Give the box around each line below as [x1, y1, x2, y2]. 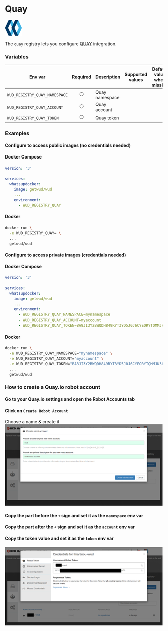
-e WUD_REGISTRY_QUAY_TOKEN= [9, 361, 70, 366]
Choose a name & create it [5, 419, 60, 425]
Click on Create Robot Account [5, 407, 68, 414]
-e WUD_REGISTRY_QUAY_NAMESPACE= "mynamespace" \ [9, 351, 113, 356]
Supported [124, 71, 147, 77]
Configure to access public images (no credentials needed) [5, 142, 131, 148]
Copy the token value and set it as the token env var [5, 535, 114, 542]
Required [72, 74, 91, 80]
